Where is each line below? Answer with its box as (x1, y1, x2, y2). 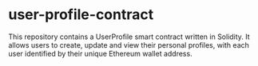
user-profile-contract (8, 6, 154, 24)
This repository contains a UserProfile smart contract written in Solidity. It (8, 32, 250, 41)
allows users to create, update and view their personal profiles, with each (8, 40, 250, 49)
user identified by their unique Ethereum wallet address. (8, 49, 193, 58)
